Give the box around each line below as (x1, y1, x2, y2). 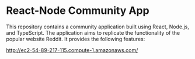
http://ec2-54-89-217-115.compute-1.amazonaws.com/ (6, 46, 138, 53)
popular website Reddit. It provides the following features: (6, 35, 145, 42)
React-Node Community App (6, 4, 150, 17)
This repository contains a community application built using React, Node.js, (6, 23, 190, 30)
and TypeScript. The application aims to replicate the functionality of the (6, 29, 180, 36)
